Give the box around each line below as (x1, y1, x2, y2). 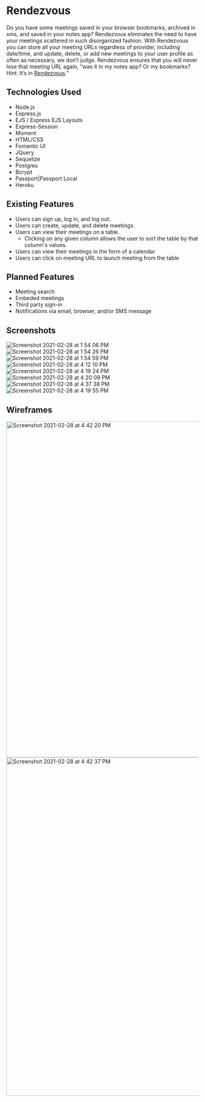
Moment (15, 129, 37, 136)
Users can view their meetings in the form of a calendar (15, 248, 156, 255)
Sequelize (15, 155, 41, 163)
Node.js (15, 103, 35, 111)
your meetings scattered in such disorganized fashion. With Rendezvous (6, 37, 189, 44)
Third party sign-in (15, 301, 63, 309)
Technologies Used (6, 87, 81, 98)
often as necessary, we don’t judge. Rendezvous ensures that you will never (6, 56, 198, 64)
